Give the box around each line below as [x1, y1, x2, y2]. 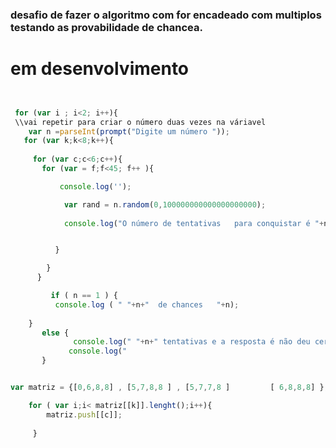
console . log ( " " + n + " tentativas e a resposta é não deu [73, 337, 311, 347]
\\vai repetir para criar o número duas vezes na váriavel [14, 117, 267, 127]
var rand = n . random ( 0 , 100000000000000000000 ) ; [63, 199, 267, 210]
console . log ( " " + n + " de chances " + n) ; [54, 299, 240, 310]
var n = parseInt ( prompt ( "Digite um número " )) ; [28, 126, 230, 137]
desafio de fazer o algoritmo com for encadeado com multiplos [10, 8, 322, 22]
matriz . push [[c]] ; [46, 409, 123, 420]
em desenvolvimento [10, 58, 190, 80]
